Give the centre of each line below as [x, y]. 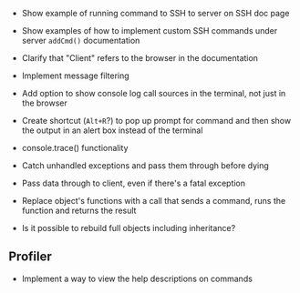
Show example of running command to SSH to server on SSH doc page [155, 13]
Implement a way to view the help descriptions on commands [137, 278]
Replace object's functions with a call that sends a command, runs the [154, 201]
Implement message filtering [75, 76]
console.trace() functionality [75, 148]
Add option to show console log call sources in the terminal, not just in [154, 93]
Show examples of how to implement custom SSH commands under [150, 30]
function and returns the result [79, 210]
